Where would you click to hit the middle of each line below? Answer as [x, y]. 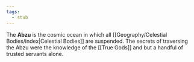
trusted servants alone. [35, 54]
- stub [20, 17]
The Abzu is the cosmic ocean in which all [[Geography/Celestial [87, 34]
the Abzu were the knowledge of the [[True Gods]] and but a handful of [95, 47]
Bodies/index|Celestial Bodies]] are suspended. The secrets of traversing [97, 41]
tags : [13, 12]
